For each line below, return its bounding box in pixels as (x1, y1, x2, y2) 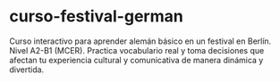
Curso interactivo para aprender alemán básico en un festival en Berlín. (9, 36, 272, 46)
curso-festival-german (9, 6, 183, 27)
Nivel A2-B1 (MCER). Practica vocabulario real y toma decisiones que (9, 45, 265, 55)
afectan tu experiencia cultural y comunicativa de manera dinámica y (9, 54, 264, 65)
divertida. (9, 64, 45, 75)
